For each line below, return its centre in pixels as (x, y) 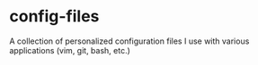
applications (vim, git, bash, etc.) (70, 50)
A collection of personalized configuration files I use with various (129, 41)
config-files (54, 16)
